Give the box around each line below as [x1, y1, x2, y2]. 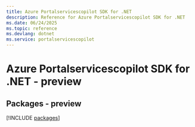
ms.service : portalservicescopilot [6, 36, 95, 42]
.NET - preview [6, 75, 82, 88]
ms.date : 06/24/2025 [6, 20, 58, 26]
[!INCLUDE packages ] [6, 114, 60, 121]
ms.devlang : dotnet [6, 31, 55, 37]
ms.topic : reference [6, 25, 58, 32]
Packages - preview [6, 98, 82, 109]
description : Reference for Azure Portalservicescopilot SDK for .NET [6, 14, 185, 20]
